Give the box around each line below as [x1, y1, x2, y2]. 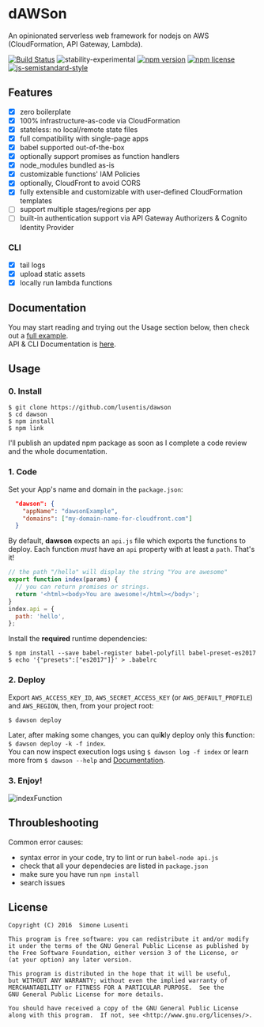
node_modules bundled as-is [19, 160, 115, 170]
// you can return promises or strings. [15, 583, 150, 591]
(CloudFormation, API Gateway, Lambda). [8, 39, 143, 48]
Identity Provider [19, 222, 74, 232]
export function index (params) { [8, 576, 119, 583]
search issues [19, 878, 66, 887]
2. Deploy [8, 674, 46, 685]
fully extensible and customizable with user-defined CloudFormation [19, 187, 243, 197]
